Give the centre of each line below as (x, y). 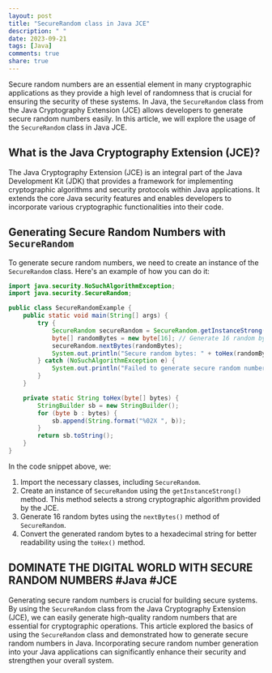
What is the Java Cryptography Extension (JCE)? (134, 153)
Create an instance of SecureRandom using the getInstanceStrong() (130, 491)
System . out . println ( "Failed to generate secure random (146, 369)
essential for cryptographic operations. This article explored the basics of (131, 626)
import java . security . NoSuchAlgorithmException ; (92, 286)
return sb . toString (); (76, 436)
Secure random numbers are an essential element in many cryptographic (130, 84)
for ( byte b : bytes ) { (77, 413)
